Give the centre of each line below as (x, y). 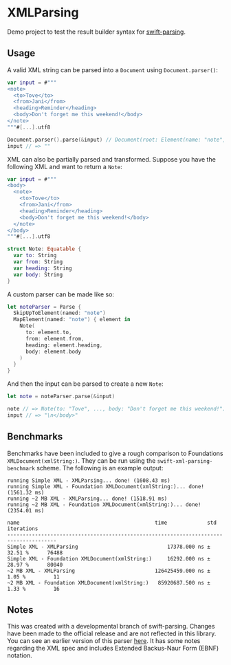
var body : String (38, 274)
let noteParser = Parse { (44, 307)
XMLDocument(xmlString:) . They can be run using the (81, 460)
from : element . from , (55, 338)
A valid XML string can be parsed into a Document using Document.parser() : (113, 69)
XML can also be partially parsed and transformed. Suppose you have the (112, 159)
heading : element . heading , (64, 345)
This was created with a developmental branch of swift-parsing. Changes (111, 626)
